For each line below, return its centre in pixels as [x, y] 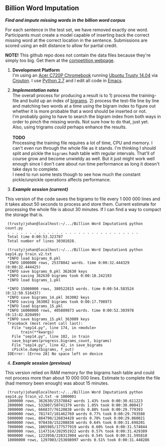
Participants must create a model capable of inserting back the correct [77, 35]
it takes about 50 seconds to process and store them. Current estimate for [81, 204]
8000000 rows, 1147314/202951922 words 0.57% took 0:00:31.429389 [77, 431]
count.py [14, 228]
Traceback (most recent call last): [45, 323]
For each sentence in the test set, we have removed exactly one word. [77, 30]
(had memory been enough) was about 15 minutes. [57, 383]
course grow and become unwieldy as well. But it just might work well [83, 159]
